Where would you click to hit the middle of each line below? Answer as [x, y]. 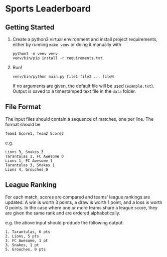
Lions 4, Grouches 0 [27, 169]
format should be [23, 124]
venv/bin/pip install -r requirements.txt [57, 58]
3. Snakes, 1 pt [22, 245]
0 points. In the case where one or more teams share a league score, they [81, 207]
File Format [23, 107]
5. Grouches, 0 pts [26, 249]
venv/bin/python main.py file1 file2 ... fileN [63, 77]
